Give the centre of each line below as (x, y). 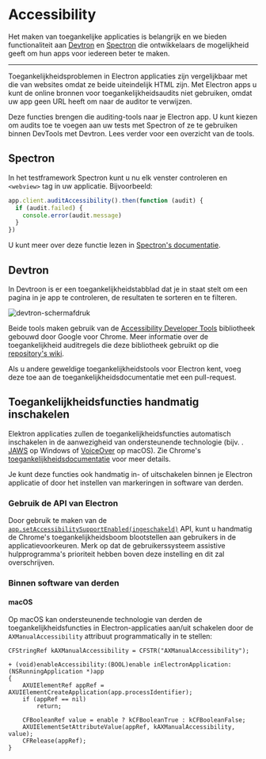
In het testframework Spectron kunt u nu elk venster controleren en (118, 177)
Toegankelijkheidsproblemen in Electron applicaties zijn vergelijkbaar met (128, 76)
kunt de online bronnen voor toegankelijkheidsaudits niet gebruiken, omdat (130, 93)
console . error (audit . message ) (72, 215)
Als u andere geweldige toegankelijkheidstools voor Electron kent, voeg (125, 368)
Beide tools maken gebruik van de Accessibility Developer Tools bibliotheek (132, 328)
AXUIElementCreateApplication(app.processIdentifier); (101, 692)
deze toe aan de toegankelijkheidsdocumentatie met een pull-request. (122, 377)
